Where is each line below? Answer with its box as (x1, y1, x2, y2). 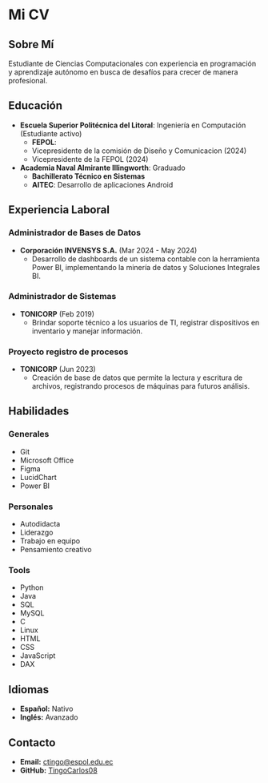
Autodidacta (19, 519, 61, 529)
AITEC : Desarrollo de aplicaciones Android (31, 180, 174, 189)
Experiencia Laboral (8, 203, 110, 217)
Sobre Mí (8, 38, 54, 51)
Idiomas (8, 683, 50, 696)
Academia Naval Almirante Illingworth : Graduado (19, 163, 186, 172)
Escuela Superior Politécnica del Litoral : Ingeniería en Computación (19, 120, 246, 130)
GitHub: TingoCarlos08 (19, 765, 98, 775)
